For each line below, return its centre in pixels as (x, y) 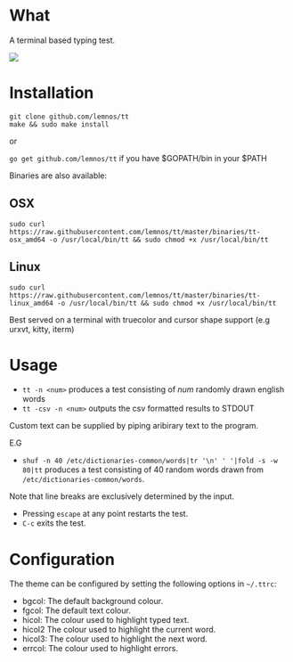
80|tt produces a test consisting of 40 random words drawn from (143, 470)
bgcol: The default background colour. (92, 601)
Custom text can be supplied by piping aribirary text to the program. (134, 426)
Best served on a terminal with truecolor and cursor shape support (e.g (139, 319)
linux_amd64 (31, 303)
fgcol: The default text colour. (76, 610)
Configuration (62, 559)
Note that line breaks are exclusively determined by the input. (122, 496)
